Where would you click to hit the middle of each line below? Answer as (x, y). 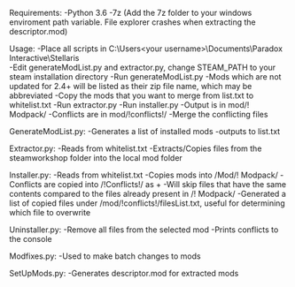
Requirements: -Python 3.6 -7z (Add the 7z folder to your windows (131, 13)
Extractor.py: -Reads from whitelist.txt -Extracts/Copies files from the (136, 148)
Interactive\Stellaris (44, 58)
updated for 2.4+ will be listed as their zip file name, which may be (131, 86)
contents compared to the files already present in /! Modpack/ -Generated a (147, 194)
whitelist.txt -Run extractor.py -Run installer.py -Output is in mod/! (129, 105)
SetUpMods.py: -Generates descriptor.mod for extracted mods (124, 273)
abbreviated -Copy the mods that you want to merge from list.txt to (132, 95)
